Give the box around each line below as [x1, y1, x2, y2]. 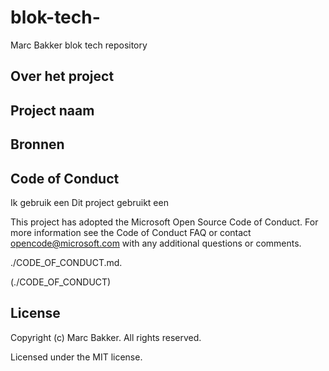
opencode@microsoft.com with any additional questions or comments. [10, 237, 302, 249]
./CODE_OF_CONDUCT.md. [10, 256, 123, 268]
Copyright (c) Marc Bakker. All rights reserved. [10, 331, 202, 343]
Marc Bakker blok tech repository [10, 39, 148, 51]
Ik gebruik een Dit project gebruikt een [10, 196, 169, 208]
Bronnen [10, 136, 65, 153]
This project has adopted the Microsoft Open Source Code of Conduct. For [10, 216, 319, 228]
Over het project [10, 68, 115, 85]
